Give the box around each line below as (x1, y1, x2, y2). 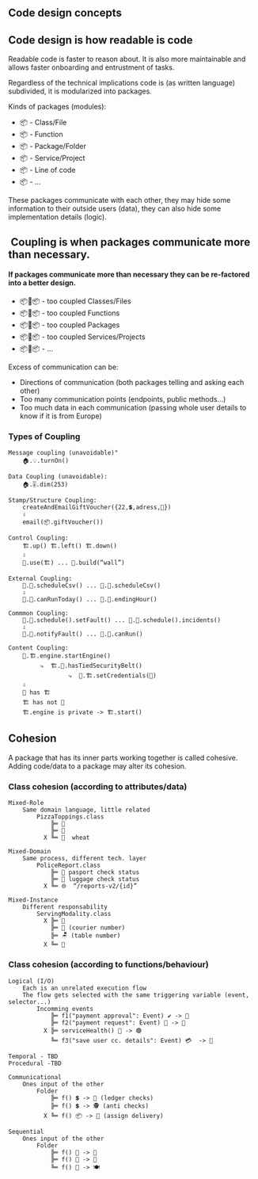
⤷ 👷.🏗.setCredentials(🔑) (68, 672, 157, 680)
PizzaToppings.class (36, 813, 104, 821)
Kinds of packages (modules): (8, 102, 107, 112)
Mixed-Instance (8, 896, 59, 904)
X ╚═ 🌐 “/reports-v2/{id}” (43, 883, 138, 891)
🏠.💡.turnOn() (22, 457, 70, 465)
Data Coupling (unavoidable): (8, 473, 108, 481)
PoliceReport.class (36, 861, 101, 870)
